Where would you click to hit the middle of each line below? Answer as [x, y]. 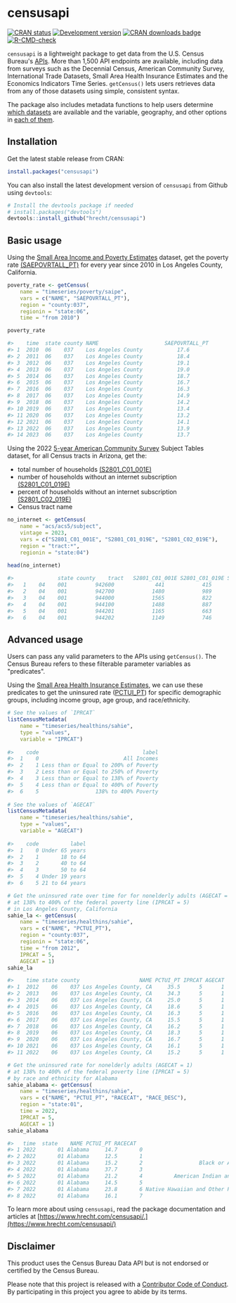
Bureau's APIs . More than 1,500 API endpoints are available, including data [115, 61]
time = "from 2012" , [50, 948]
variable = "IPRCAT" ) [51, 739]
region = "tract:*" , [50, 546]
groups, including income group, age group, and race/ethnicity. [99, 700]
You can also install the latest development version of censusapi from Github [118, 185]
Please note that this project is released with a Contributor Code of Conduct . [118, 1284]
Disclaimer [31, 1246]
